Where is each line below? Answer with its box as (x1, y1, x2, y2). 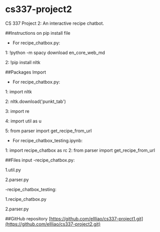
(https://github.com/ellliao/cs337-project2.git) (5, 221, 101, 227)
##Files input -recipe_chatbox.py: (5, 157, 75, 163)
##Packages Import (5, 69, 46, 75)
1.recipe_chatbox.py (5, 196, 47, 202)
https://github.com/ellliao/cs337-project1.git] (50, 215, 143, 221)
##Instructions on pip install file (5, 30, 70, 36)
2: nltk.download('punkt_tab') (5, 98, 66, 104)
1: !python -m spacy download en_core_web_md (5, 49, 105, 55)
